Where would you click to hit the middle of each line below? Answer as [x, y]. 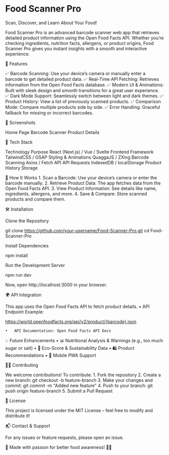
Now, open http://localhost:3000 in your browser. [56, 285]
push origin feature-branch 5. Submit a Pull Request [59, 391]
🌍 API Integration [23, 295]
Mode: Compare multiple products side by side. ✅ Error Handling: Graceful [82, 107]
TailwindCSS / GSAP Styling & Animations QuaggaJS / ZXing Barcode [77, 157]
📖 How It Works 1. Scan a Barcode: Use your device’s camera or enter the [81, 177]
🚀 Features [16, 63]
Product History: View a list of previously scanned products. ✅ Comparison [83, 101]
